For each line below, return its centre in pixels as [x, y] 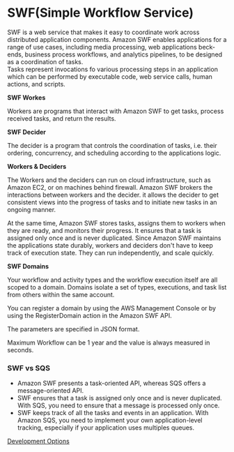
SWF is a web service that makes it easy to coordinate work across [103, 32]
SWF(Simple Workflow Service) [100, 13]
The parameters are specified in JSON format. [73, 329]
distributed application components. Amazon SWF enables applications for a [117, 39]
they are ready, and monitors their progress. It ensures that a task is [104, 230]
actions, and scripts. [37, 84]
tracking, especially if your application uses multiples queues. [106, 428]
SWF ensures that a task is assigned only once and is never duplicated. [119, 398]
